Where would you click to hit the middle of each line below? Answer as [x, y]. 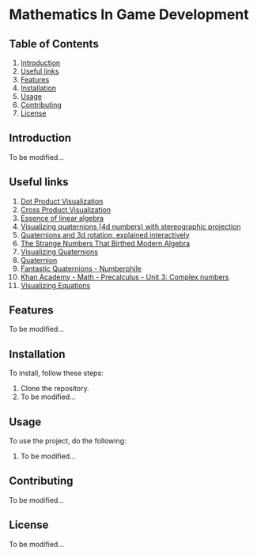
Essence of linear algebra [62, 218]
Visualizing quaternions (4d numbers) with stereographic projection [130, 226]
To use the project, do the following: [68, 441]
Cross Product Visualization [66, 209]
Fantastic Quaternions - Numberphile [81, 268]
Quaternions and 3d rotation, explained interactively [105, 234]
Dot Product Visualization [62, 201]
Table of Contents [54, 44]
